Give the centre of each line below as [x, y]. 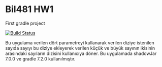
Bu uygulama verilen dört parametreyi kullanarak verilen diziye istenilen [80, 43]
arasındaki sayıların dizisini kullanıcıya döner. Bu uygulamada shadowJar [81, 53]
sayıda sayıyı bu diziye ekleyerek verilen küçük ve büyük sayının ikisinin [80, 48]
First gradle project [25, 23]
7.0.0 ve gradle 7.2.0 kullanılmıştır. [40, 58]
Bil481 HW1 [29, 9]
